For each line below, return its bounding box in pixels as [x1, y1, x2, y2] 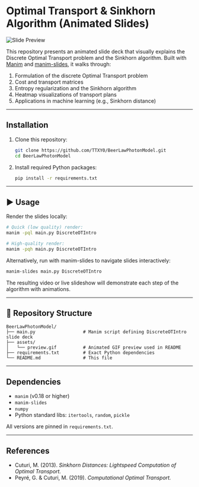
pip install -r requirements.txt [14, 175, 98, 181]
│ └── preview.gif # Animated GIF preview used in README [6, 344, 182, 351]
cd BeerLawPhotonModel [14, 153, 71, 159]
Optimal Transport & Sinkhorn [6, 4, 156, 18]
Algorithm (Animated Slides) [6, 17, 149, 30]
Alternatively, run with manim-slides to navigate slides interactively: [6, 257, 171, 264]
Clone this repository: [14, 135, 68, 143]
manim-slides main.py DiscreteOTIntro [6, 268, 102, 274]
